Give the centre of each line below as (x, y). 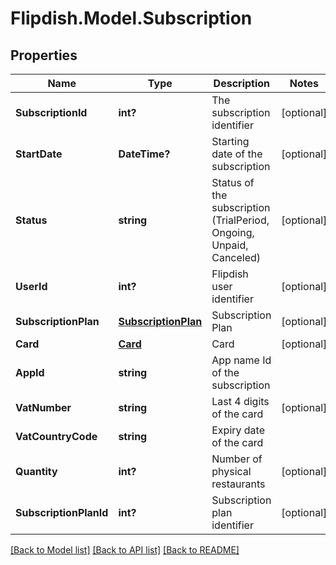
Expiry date (238, 430)
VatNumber (43, 407)
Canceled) (236, 257)
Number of (237, 459)
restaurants (238, 484)
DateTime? (144, 154)
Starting (230, 141)
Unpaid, (230, 245)
